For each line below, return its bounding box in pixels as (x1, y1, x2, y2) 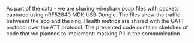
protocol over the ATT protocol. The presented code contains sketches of (6, 24, 188, 31)
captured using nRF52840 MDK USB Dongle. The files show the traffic (6, 11, 181, 18)
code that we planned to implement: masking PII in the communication (6, 30, 180, 37)
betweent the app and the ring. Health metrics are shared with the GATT (6, 18, 185, 24)
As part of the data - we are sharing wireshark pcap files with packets (6, 5, 179, 12)
